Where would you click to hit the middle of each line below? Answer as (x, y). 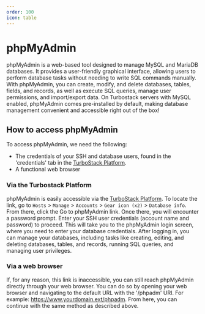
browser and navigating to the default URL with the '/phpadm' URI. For (95, 293)
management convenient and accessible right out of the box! (83, 110)
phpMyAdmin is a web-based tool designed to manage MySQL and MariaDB (102, 65)
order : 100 (20, 12)
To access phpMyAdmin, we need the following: (67, 144)
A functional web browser (48, 170)
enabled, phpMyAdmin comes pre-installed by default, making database (97, 104)
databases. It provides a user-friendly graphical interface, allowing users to (101, 72)
